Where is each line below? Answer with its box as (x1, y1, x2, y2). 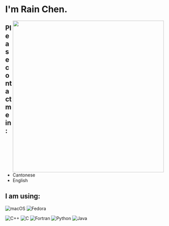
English (12, 177, 28, 183)
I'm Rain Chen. (5, 4, 68, 15)
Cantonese (12, 172, 35, 178)
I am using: (5, 192, 41, 201)
